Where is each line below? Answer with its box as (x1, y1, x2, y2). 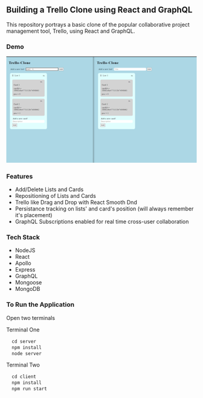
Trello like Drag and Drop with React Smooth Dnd (14, 198, 137, 206)
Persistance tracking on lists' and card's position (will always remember (14, 205, 194, 212)
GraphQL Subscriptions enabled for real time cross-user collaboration (14, 218, 189, 225)
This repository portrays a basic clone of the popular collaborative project (6, 21, 190, 28)
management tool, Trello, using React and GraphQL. (6, 27, 135, 34)
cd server (11, 338, 36, 344)
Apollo (14, 259, 31, 267)
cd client (11, 373, 36, 380)
